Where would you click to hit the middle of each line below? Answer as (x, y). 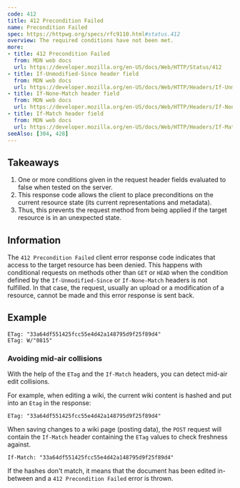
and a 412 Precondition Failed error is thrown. (104, 479)
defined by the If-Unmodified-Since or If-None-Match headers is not (107, 280)
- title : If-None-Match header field (64, 94)
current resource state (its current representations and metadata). (115, 203)
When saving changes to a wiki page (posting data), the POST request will (115, 429)
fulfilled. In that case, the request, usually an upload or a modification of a (116, 288)
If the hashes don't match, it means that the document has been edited (112, 471)
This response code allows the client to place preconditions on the (116, 195)
